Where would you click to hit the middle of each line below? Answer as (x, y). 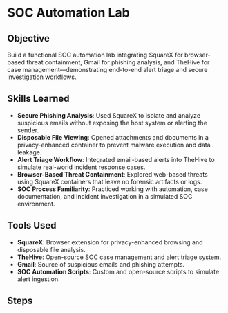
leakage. (29, 152)
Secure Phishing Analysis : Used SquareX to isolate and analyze (109, 115)
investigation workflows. (42, 77)
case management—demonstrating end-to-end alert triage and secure (107, 70)
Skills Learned (39, 99)
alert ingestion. (38, 279)
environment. (36, 204)
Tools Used (32, 225)
